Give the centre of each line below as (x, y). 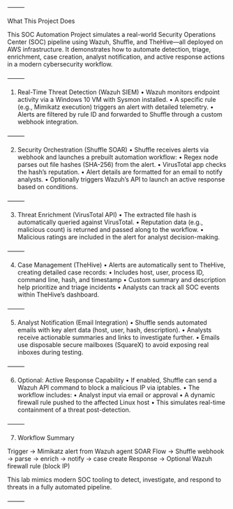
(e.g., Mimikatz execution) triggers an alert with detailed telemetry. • (115, 107)
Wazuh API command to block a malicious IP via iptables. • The (108, 388)
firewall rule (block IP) (39, 466)
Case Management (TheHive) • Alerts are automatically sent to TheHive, (121, 265)
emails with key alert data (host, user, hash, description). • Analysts (114, 330)
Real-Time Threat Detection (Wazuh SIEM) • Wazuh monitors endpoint (118, 92)
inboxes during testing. (50, 352)
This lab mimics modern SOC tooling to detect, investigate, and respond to (114, 480)
